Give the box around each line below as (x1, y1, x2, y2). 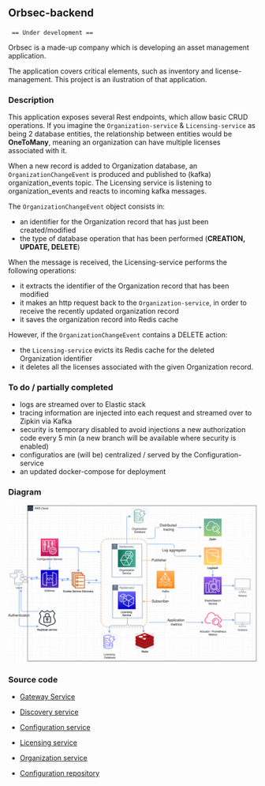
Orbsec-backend (8, 6, 95, 20)
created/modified (19, 225, 77, 235)
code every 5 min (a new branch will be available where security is (19, 434, 237, 443)
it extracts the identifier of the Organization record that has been (19, 281, 230, 291)
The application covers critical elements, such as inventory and (8, 66, 214, 76)
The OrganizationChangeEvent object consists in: (8, 201, 166, 212)
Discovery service (19, 707, 79, 716)
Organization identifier (19, 354, 93, 363)
